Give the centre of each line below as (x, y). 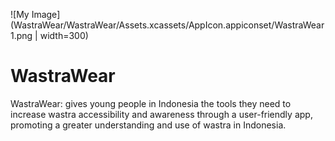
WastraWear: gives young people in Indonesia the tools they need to (151, 103)
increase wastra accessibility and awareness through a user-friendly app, (161, 114)
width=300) (64, 35)
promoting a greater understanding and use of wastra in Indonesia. (148, 125)
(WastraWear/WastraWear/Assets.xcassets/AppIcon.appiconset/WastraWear (167, 25)
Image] (46, 14)
